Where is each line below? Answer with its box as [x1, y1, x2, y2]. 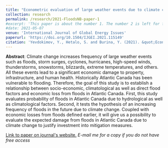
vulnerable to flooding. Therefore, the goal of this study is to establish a [5, 80, 153, 86]
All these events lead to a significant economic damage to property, [5, 69, 145, 75]
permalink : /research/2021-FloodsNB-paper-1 [5, 16, 100, 21]
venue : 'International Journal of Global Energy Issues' [5, 30, 127, 35]
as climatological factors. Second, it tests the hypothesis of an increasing [5, 101, 156, 107]
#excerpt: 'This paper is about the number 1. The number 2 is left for [5, 21, 160, 26]
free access [5, 137, 30, 143]
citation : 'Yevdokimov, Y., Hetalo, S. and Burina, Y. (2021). [5, 40, 140, 45]
